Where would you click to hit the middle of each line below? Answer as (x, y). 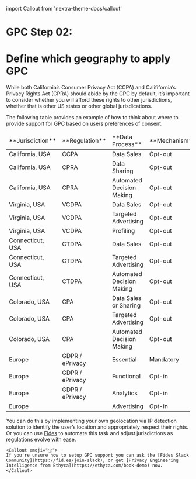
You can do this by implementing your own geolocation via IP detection (91, 421)
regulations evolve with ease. (41, 440)
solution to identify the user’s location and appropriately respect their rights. (97, 427)
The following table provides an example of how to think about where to (92, 118)
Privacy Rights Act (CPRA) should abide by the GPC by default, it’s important (98, 94)
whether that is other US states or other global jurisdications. (79, 106)
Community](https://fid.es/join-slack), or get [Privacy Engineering (92, 461)
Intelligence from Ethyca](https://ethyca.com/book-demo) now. (85, 466)
